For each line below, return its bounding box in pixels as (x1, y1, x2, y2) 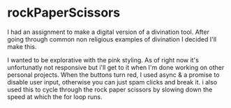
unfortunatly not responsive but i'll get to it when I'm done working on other (7, 63, 225, 71)
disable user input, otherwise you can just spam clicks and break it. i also (7, 78, 218, 86)
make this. (7, 42, 37, 51)
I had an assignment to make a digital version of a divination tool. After (7, 28, 209, 36)
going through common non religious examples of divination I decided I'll (7, 35, 217, 43)
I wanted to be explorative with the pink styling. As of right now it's (7, 55, 199, 64)
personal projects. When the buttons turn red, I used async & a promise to (7, 71, 220, 79)
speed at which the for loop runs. (7, 92, 103, 101)
